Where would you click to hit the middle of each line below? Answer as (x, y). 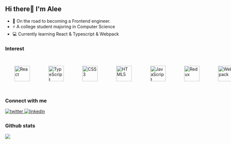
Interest (15, 48)
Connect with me (26, 101)
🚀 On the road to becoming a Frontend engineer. (61, 21)
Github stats (20, 126)
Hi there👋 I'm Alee (33, 9)
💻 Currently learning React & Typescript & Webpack (66, 34)
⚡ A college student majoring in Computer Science (63, 26)
